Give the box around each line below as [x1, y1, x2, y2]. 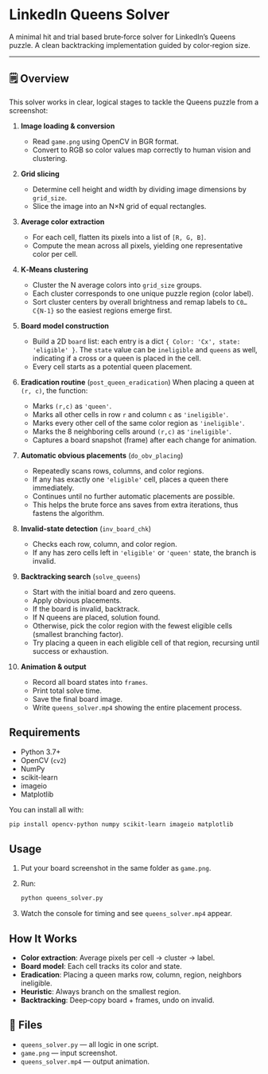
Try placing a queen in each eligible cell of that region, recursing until [32, 638, 259, 647]
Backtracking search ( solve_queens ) [20, 572, 142, 581]
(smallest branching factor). [32, 629, 124, 639]
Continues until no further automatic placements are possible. [32, 491, 235, 501]
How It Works [9, 931, 78, 946]
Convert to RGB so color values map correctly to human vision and [32, 145, 251, 155]
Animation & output [20, 662, 87, 671]
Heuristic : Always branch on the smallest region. [20, 986, 181, 996]
